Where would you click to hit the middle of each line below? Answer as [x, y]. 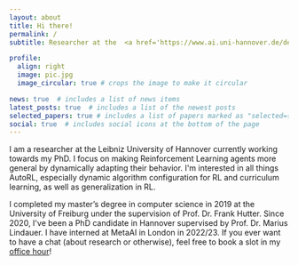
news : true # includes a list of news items [94, 99]
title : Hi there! [41, 26]
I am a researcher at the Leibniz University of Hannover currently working [143, 149]
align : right [41, 67]
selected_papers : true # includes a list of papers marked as [126, 116]
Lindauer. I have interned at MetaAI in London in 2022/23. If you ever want [145, 233]
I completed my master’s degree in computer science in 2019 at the [132, 205]
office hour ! [30, 252]
